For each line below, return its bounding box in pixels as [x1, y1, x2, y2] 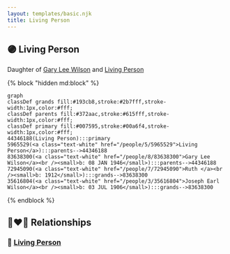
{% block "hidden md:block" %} [7, 79, 100, 87]
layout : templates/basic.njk [7, 10, 92, 17]
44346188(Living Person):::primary [7, 135, 111, 142]
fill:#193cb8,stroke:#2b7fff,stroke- [56, 98, 167, 105]
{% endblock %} [7, 196, 55, 204]
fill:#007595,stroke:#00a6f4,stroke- [60, 123, 170, 130]
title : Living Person [7, 17, 70, 24]
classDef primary [7, 123, 58, 130]
